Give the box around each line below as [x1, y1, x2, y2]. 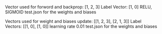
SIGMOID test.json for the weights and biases [5, 9, 97, 15]
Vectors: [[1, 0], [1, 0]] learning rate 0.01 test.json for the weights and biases [5, 23, 158, 29]
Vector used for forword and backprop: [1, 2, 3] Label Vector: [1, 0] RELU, [5, 4, 152, 10]
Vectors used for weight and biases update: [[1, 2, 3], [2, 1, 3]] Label [5, 19, 142, 24]
